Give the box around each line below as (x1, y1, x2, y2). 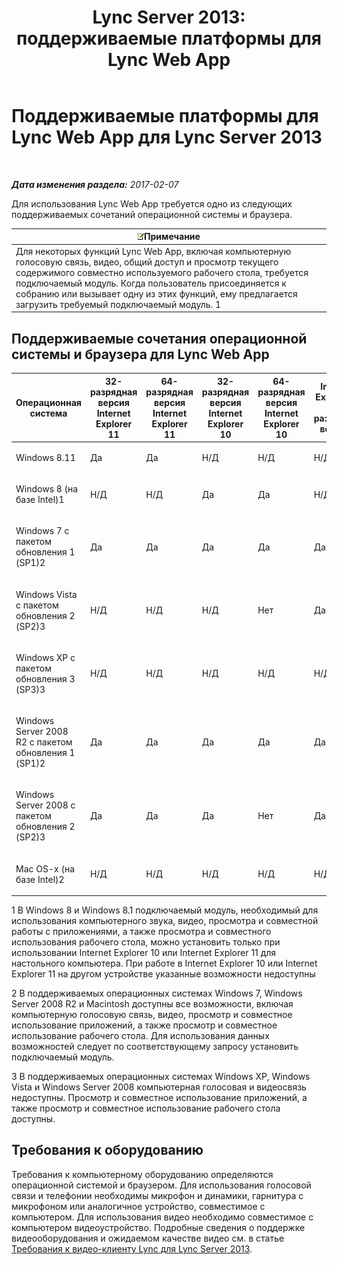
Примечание (144, 231, 201, 243)
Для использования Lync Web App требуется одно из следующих (11, 197, 293, 210)
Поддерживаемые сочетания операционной (11, 330, 308, 347)
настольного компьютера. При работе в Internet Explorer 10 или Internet (11, 957, 318, 969)
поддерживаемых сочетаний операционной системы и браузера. (11, 208, 293, 220)
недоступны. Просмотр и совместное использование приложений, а (11, 1092, 308, 1103)
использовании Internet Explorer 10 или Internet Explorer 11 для (11, 947, 277, 958)
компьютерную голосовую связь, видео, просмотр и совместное (11, 1009, 293, 1020)
